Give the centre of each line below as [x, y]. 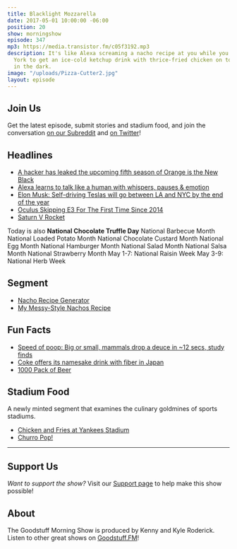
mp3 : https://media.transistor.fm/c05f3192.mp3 [79, 47]
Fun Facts [29, 330]
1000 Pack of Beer [44, 369]
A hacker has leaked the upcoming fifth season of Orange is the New [118, 172]
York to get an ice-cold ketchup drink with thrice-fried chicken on [118, 60]
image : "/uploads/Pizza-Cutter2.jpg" [63, 73]
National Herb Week [36, 261]
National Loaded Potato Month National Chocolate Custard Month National [116, 238]
